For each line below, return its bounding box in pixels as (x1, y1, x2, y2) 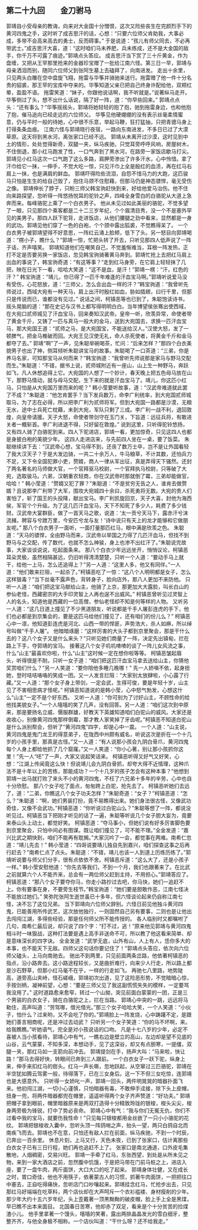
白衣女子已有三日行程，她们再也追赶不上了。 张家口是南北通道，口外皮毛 (6, 1144, 183, 1151)
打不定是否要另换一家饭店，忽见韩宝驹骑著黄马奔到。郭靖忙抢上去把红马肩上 (6, 251, 192, 258)
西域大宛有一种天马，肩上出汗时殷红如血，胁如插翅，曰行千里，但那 (26, 288, 192, 295)
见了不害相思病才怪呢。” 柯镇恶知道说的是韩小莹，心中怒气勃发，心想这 (6, 686, 178, 693)
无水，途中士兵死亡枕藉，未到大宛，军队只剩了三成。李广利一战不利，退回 (6, 406, 187, 413)
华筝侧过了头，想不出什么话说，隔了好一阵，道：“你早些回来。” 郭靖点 (6, 96, 175, 103)
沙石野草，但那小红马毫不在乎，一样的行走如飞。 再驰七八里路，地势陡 (11, 967, 183, 974)
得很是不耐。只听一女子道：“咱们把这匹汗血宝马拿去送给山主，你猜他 (21, 657, 190, 664)
